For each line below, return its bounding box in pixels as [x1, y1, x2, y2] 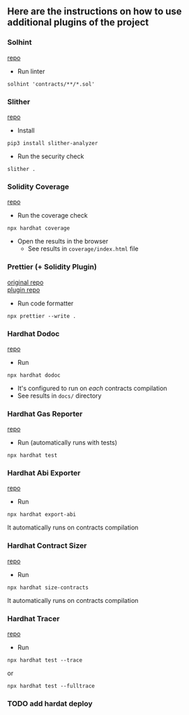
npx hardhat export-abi [7, 511, 77, 518]
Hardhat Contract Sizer [7, 541, 87, 550]
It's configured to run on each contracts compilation [17, 384, 167, 392]
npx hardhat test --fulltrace [7, 683, 96, 690]
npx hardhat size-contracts [7, 584, 89, 591]
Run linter [17, 67, 45, 76]
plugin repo [7, 285, 40, 293]
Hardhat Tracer [7, 613, 60, 623]
